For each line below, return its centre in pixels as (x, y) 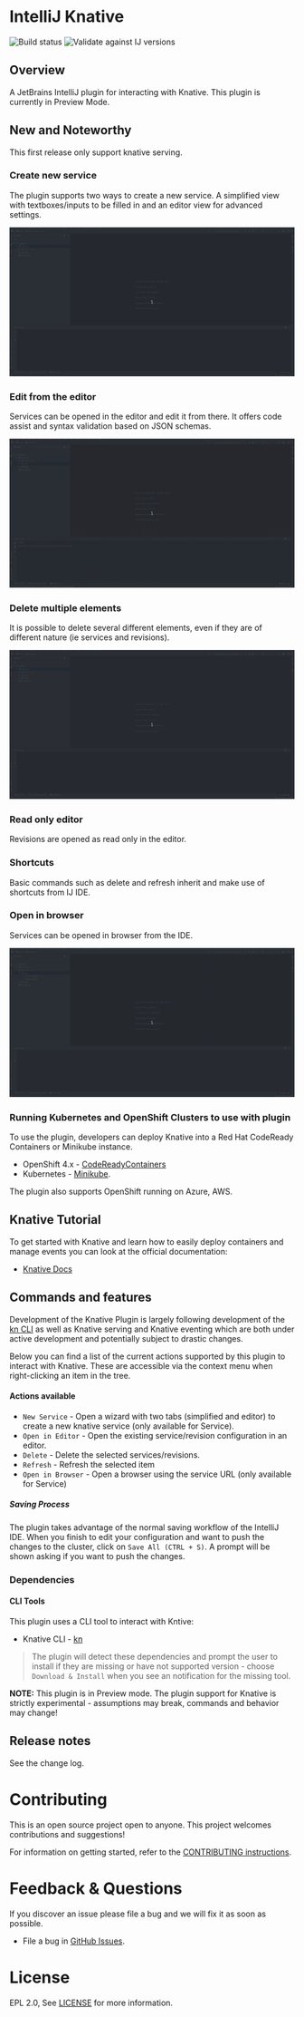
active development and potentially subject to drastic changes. (126, 1338)
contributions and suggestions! (67, 1834)
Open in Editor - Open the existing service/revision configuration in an (155, 1435)
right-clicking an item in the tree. (70, 1375)
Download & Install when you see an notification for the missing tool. (161, 1675)
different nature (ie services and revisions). (90, 637)
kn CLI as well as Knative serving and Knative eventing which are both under (152, 1329)
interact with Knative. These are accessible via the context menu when (141, 1365)
